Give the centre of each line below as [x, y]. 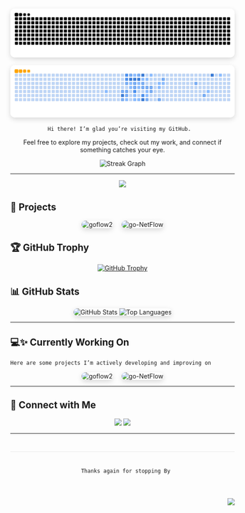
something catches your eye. [123, 149]
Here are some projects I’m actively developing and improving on [111, 363]
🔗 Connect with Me [53, 405]
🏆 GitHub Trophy [50, 247]
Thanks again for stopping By [126, 471]
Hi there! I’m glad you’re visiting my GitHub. [119, 129]
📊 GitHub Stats [45, 291]
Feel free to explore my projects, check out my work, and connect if [123, 142]
